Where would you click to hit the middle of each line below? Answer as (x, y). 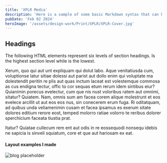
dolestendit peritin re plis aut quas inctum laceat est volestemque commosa (83, 81)
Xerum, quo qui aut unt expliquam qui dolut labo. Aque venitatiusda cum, (80, 71)
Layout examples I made (31, 144)
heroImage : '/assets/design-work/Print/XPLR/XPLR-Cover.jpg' (70, 24)
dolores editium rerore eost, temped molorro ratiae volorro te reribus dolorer (83, 113)
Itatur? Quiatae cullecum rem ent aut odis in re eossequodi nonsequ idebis (81, 128)
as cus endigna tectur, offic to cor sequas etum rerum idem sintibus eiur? (80, 86)
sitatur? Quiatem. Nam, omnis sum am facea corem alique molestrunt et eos (83, 97)
